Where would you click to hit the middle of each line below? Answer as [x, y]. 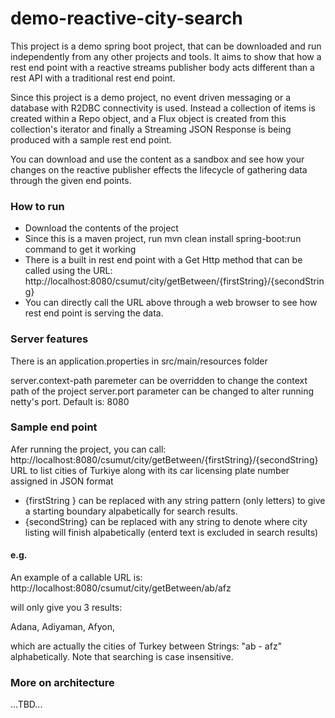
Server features [49, 339]
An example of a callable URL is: [76, 578]
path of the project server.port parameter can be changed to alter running [162, 391]
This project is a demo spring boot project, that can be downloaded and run [166, 46]
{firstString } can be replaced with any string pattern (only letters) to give [175, 500]
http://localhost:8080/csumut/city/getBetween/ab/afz [121, 588]
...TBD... [26, 704]
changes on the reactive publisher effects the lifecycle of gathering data [159, 169]
